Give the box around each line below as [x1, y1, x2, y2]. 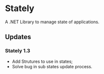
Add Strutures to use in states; [12, 59, 73, 64]
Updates [5, 33, 31, 41]
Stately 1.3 [5, 47, 30, 54]
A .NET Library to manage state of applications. [5, 19, 100, 25]
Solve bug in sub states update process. [12, 63, 93, 69]
